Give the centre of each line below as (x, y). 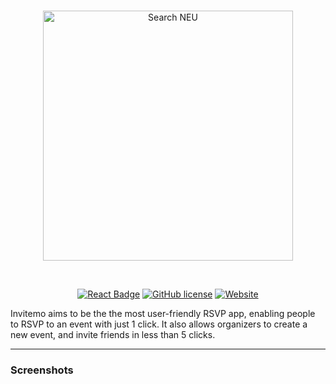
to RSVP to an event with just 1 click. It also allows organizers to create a (159, 324)
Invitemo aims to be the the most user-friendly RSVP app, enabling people (163, 313)
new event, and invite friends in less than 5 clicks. (113, 334)
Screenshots (42, 370)
